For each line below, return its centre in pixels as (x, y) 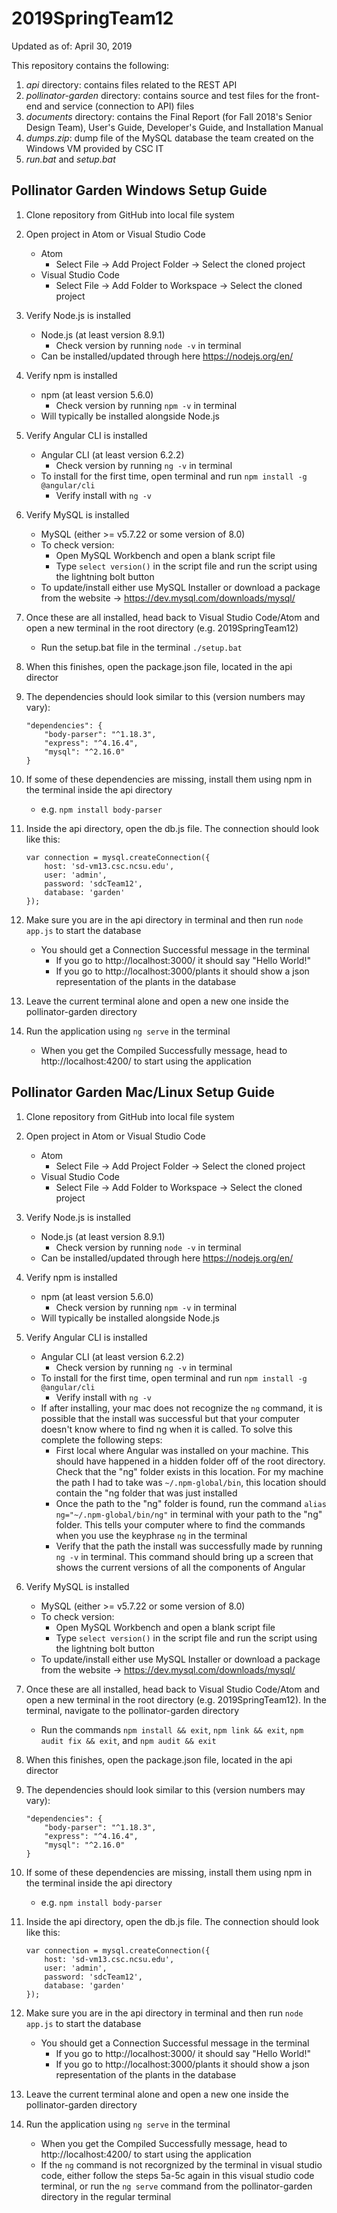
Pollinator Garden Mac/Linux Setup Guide (143, 1092)
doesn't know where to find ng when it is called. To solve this (166, 1429)
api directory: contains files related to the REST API (131, 84)
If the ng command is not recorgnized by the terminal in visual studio (181, 2164)
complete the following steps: (101, 1439)
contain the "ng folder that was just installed (146, 1493)
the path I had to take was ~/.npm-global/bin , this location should (191, 1482)
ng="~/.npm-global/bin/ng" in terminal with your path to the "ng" (189, 1514)
